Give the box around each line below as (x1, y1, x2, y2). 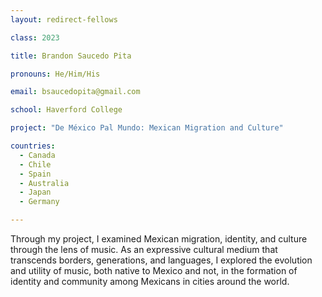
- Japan (19, 187, 52, 198)
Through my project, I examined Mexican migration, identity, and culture (10, 233, 308, 245)
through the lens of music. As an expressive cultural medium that (10, 244, 278, 255)
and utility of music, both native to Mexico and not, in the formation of (10, 265, 298, 276)
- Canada (19, 150, 56, 160)
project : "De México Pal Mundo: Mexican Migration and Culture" (10, 123, 284, 133)
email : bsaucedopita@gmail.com (10, 87, 141, 97)
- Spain (19, 169, 52, 179)
